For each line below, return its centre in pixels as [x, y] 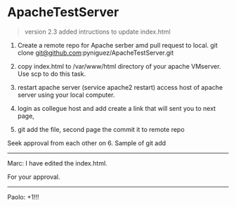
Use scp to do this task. [52, 74]
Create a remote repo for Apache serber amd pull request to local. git [117, 45]
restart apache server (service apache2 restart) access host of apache [120, 87]
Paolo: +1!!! [23, 196]
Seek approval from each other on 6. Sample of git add [87, 143]
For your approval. [34, 177]
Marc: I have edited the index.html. [57, 163]
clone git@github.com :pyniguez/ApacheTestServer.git [96, 53]
